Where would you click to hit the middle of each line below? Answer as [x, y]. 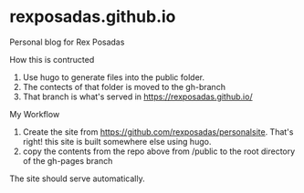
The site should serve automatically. [77, 178]
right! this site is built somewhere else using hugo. [117, 141]
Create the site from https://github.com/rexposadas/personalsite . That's [158, 132]
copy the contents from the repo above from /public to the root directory [159, 151]
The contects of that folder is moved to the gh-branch [124, 86]
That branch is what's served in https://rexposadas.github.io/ [137, 96]
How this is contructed [52, 59]
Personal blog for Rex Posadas [67, 42]
